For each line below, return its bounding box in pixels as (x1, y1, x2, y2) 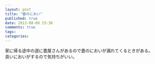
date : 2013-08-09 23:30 (5, 20, 53, 26)
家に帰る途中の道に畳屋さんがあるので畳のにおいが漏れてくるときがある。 (5, 48, 153, 53)
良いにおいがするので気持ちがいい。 (5, 53, 77, 59)
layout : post (5, 7, 31, 12)
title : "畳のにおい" (5, 12, 42, 16)
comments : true (5, 25, 36, 30)
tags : (5, 29, 16, 34)
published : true (5, 16, 38, 21)
